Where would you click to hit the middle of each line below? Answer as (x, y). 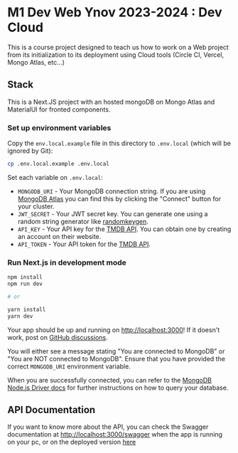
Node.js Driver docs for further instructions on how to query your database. (118, 388)
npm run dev (25, 284)
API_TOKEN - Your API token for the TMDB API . (84, 244)
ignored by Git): (30, 151)
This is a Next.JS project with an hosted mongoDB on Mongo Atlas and (111, 102)
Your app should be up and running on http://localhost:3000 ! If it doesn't (114, 330)
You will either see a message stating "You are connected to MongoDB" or (116, 351)
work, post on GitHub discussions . (58, 337)
